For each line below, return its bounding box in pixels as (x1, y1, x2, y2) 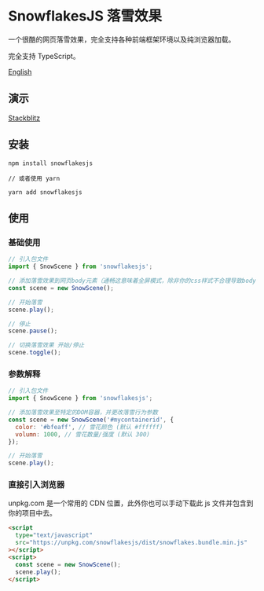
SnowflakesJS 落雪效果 (8, 7, 163, 25)
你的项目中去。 (8, 508, 57, 518)
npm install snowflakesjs (8, 159, 93, 167)
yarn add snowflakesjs (8, 188, 82, 196)
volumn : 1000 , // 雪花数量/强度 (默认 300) (15, 430, 151, 439)
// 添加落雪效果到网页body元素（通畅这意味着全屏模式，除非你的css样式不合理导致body (8, 277, 257, 284)
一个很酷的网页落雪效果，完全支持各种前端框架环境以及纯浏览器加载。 (8, 35, 236, 44)
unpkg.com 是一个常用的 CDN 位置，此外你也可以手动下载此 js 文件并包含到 (8, 498, 254, 508)
